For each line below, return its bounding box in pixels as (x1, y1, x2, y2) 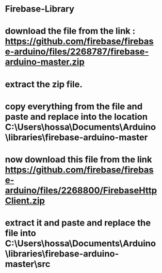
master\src (5, 258, 50, 270)
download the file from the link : (5, 26, 136, 37)
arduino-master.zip (5, 57, 85, 67)
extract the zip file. (5, 79, 83, 90)
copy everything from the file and (5, 101, 143, 112)
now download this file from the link (5, 154, 152, 165)
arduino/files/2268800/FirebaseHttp (5, 185, 157, 196)
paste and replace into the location (5, 111, 148, 122)
